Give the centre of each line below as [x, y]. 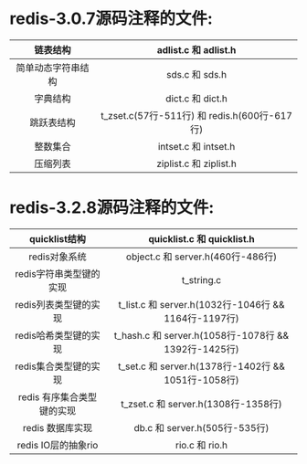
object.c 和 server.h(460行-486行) [201, 257]
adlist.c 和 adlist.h [196, 49]
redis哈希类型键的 [53, 335]
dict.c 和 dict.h [197, 99]
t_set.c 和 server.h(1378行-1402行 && [201, 366]
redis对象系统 [58, 257]
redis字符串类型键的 [58, 273]
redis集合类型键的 [53, 366]
